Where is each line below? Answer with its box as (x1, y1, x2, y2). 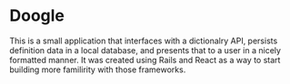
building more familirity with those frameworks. (9, 64, 186, 75)
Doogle (9, 5, 65, 26)
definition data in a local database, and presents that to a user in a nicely (9, 44, 282, 55)
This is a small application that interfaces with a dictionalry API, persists (9, 35, 278, 46)
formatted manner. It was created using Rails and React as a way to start (9, 54, 281, 65)
